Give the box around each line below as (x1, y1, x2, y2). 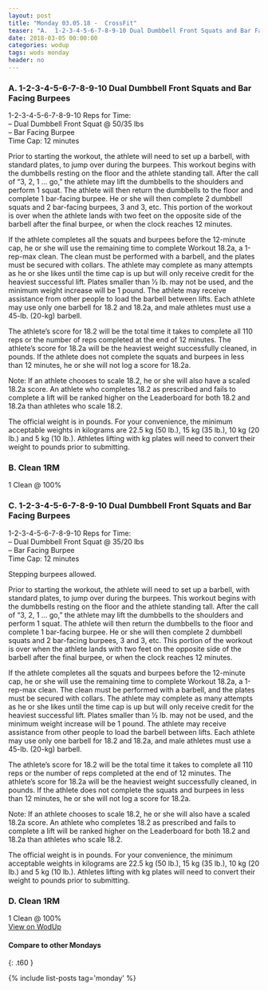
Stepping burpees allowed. (8, 569, 97, 578)
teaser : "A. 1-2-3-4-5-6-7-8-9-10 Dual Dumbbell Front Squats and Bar (8, 26, 251, 34)
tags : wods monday (8, 49, 69, 57)
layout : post (8, 11, 52, 20)
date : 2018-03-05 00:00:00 (8, 34, 98, 42)
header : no (8, 57, 45, 65)
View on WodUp (8, 922, 61, 932)
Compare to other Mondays (8, 940, 101, 950)
